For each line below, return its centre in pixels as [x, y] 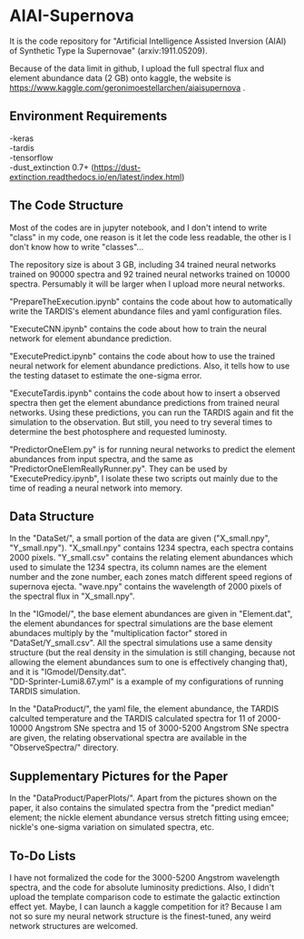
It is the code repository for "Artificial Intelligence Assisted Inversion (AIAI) [148, 41]
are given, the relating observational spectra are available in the [128, 738]
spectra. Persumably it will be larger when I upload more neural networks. [147, 284]
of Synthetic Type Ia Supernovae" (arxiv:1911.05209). [108, 50]
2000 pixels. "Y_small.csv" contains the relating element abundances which [151, 558]
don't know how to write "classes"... [77, 247]
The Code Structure [67, 206]
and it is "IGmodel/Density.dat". [68, 672]
